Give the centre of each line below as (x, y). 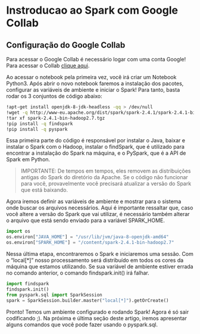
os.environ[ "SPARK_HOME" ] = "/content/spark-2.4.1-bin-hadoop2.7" (90, 243)
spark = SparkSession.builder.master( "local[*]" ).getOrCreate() (87, 300)
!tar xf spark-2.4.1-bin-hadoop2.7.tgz (56, 118)
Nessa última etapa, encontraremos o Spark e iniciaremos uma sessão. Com (100, 254)
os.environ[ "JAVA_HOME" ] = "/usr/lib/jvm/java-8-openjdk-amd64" (87, 237)
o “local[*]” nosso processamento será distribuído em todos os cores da (95, 260)
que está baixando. (44, 190)
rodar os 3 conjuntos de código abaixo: (54, 96)
